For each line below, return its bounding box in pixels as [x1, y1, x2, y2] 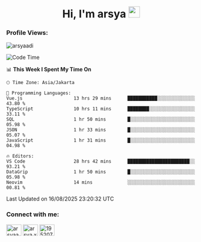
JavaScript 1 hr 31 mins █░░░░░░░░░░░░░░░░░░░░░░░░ [6, 138, 196, 144]
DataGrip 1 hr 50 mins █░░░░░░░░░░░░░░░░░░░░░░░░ [6, 169, 196, 175]
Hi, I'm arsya [62, 7, 126, 21]
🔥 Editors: [6, 153, 34, 159]
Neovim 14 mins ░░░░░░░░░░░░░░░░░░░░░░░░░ [6, 180, 196, 186]
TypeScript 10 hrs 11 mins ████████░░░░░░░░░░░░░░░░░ [6, 106, 196, 112]
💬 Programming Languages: [6, 90, 71, 96]
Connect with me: [6, 210, 60, 219]
